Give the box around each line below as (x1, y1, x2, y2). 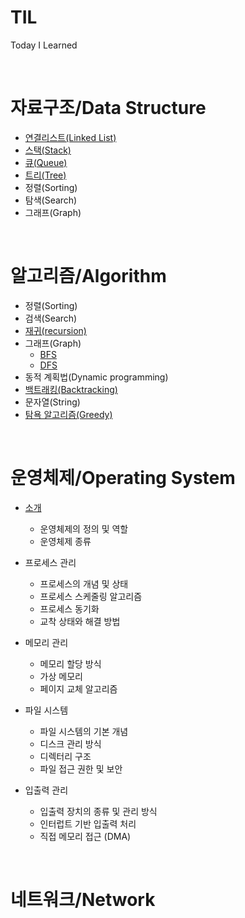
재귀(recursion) (24, 324, 87, 336)
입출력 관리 (24, 784, 69, 796)
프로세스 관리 (24, 556, 77, 568)
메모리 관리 (24, 636, 69, 648)
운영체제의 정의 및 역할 (39, 522, 129, 535)
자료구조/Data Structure (10, 97, 207, 120)
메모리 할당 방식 (39, 657, 102, 670)
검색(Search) (24, 312, 78, 324)
